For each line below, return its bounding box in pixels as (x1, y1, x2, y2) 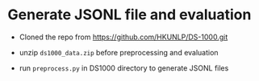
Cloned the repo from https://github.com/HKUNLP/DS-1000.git (19, 32, 228, 42)
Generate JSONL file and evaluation (7, 6, 252, 24)
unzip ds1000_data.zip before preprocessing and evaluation (19, 47, 219, 57)
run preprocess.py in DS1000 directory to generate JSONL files (19, 63, 229, 73)
